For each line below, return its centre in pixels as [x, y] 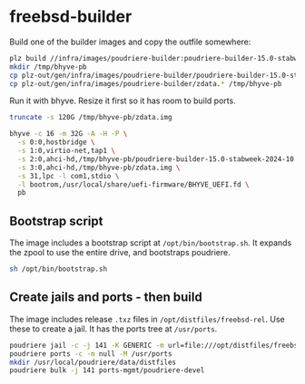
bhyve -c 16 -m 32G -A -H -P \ [69, 134]
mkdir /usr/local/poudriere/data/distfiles [93, 362]
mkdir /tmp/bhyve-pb [49, 67]
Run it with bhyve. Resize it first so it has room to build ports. [123, 101]
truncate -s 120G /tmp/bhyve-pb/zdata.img [91, 118]
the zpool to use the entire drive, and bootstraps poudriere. [120, 253]
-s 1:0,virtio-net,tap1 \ [67, 151]
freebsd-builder [71, 17]
